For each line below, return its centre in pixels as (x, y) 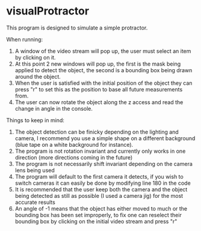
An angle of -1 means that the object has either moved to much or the (101, 208)
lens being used (35, 170)
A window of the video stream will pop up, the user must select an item (103, 51)
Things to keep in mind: (35, 120)
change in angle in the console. (54, 108)
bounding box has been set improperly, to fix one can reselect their (98, 215)
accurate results (35, 202)
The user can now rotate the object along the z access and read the (99, 102)
